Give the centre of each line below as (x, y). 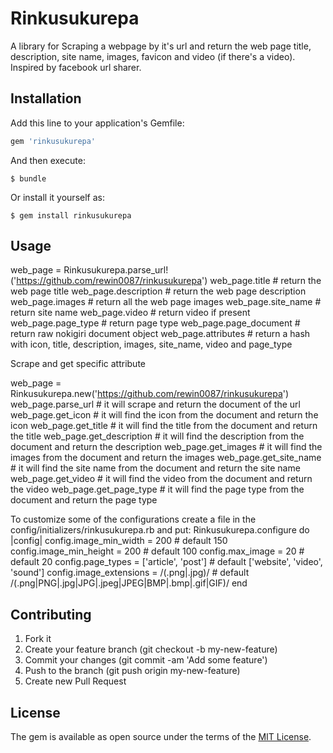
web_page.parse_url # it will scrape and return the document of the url (155, 404)
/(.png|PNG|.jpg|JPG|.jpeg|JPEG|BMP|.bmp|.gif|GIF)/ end (129, 583)
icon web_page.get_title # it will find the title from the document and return (164, 426)
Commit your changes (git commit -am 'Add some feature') (146, 660)
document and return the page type (84, 500)
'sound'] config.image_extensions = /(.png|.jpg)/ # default (130, 573)
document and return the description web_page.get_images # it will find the (166, 447)
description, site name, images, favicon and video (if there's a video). (153, 56)
